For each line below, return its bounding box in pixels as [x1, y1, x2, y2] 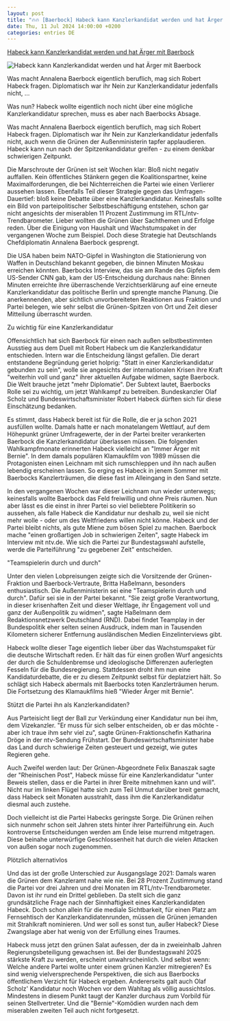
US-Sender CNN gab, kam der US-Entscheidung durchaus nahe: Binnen [7, 274, 211, 282]
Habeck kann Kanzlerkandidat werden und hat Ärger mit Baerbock [7, 48, 194, 56]
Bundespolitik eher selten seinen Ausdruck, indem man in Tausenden [7, 623, 203, 631]
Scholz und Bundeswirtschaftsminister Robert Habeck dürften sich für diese [7, 395, 222, 403]
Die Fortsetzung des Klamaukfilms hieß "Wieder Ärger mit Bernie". [7, 688, 194, 696]
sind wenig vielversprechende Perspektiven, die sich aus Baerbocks [7, 970, 200, 978]
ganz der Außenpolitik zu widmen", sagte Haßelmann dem [7, 609, 171, 617]
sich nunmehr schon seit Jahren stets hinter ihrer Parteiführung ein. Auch [7, 821, 214, 829]
